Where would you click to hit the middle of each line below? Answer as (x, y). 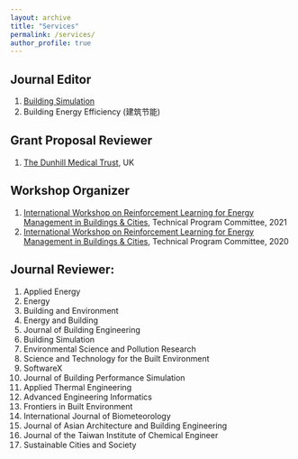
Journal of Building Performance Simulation (104, 377)
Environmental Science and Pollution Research (110, 349)
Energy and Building (60, 320)
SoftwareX (43, 368)
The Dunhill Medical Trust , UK (78, 162)
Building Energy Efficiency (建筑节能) (92, 112)
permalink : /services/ (53, 34)
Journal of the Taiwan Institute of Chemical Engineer (121, 435)
